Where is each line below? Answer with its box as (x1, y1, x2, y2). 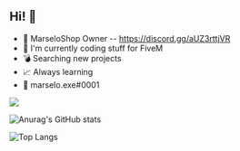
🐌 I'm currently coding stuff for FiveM (22, 42, 164, 53)
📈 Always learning (22, 66, 94, 77)
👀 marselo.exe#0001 (22, 79, 100, 90)
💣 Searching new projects (22, 52, 122, 63)
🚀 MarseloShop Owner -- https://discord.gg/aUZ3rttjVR (22, 33, 231, 43)
